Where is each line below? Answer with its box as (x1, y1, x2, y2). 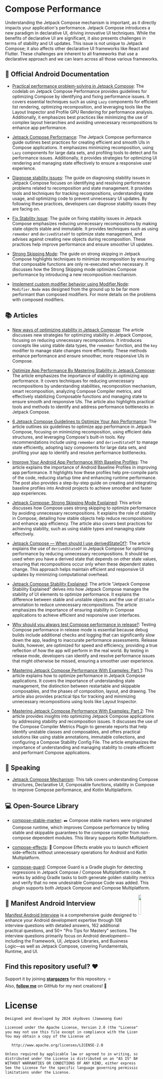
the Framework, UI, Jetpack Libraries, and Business (24, 938, 128, 944)
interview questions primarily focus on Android (5, 933, 99, 939)
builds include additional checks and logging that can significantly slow (12, 632, 155, 638)
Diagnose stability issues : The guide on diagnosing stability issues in (12, 174, 150, 180)
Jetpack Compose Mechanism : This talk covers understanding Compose (12, 777, 159, 782)
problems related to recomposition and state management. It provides (12, 185, 152, 191)
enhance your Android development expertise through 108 (5, 917, 122, 923)
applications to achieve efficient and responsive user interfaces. (12, 612, 141, 618)
